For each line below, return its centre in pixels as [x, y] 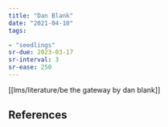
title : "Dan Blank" [41, 16]
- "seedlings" [32, 45]
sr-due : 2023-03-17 [41, 53]
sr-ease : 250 [30, 67]
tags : [17, 30]
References [38, 115]
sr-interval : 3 [34, 60]
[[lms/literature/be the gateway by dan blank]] [84, 89]
